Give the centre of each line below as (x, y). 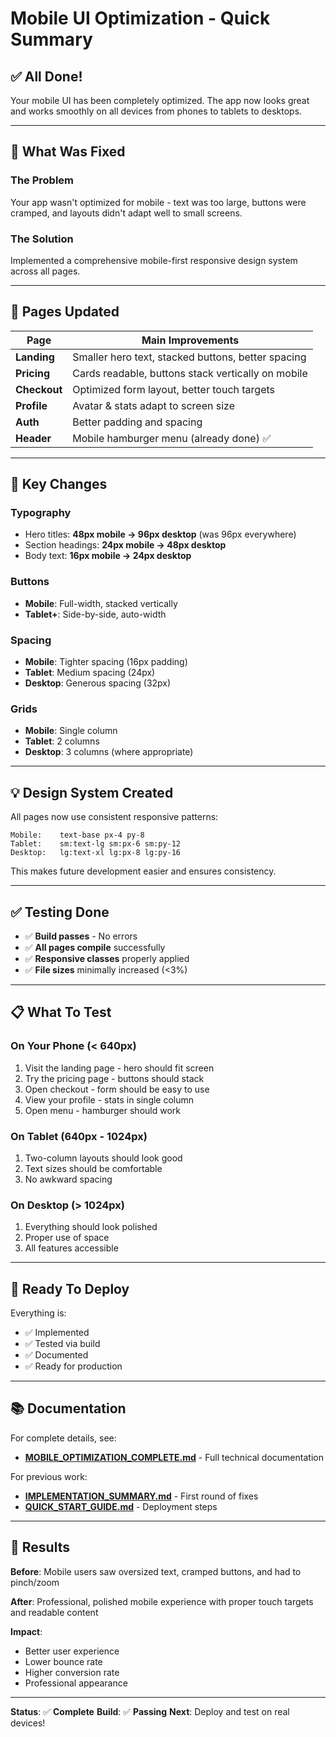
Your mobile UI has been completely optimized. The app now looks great (160, 100)
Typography (41, 513)
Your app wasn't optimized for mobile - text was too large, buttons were (158, 202)
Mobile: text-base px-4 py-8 (77, 835)
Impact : (26, 1631)
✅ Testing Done (60, 912)
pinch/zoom (35, 1582)
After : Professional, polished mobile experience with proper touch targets (162, 1601)
